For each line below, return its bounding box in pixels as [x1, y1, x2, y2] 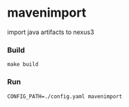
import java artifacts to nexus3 [7, 28, 95, 36]
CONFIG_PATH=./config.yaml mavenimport [7, 92, 123, 100]
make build [7, 61, 39, 68]
